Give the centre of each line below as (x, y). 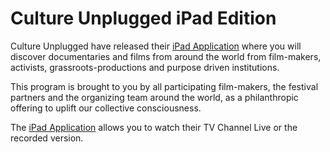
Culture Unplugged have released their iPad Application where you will (156, 46)
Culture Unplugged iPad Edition (143, 18)
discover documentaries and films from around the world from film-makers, (166, 56)
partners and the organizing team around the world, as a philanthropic (154, 97)
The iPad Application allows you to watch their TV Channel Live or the (154, 127)
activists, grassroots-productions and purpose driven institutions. (145, 67)
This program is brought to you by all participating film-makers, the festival (164, 86)
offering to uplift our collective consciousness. (106, 108)
